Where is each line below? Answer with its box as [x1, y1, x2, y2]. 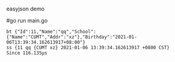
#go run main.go [6, 17, 48, 24]
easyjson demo [6, 5, 45, 12]
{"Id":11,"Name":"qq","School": [14, 29, 97, 35]
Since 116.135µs [6, 50, 47, 56]
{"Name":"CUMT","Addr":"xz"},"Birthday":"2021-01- [6, 34, 137, 40]
